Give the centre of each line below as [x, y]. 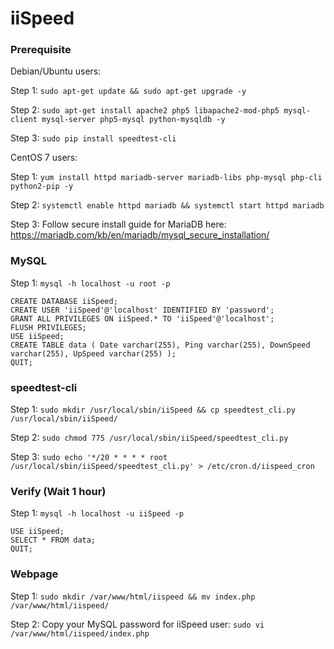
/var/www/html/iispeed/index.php [80, 633]
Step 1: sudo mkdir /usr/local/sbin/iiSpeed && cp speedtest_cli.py [153, 409]
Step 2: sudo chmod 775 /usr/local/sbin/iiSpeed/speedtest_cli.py [149, 438]
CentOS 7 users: [44, 158]
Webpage [34, 574]
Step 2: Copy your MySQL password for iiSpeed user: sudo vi [137, 624]
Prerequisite [41, 50]
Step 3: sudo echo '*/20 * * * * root [89, 457]
